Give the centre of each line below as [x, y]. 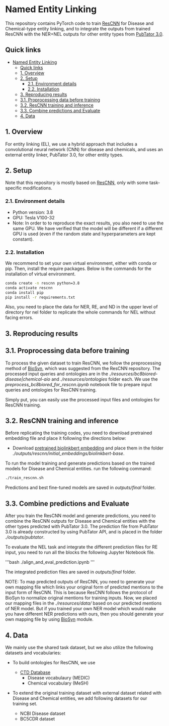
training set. [25, 703]
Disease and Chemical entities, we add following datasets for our [80, 698]
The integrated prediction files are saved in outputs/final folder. [71, 572]
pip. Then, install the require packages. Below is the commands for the [78, 268]
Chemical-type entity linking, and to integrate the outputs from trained [78, 28]
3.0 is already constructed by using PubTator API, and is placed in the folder [84, 532]
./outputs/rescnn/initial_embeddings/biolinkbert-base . [68, 453]
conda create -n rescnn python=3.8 [43, 283]
